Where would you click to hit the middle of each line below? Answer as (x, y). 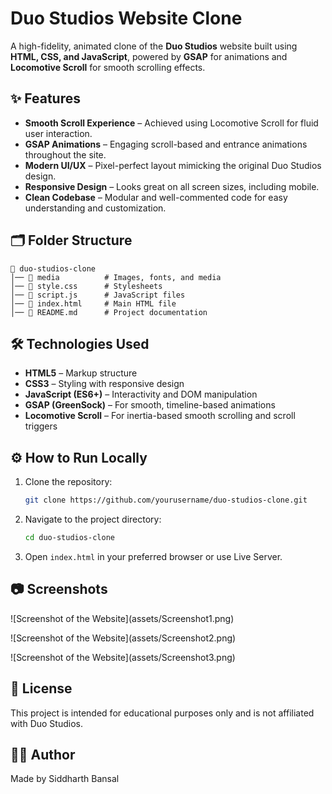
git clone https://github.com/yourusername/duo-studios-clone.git (166, 500)
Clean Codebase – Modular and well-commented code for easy (156, 197)
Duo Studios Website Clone (126, 18)
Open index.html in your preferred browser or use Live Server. (153, 556)
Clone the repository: (68, 482)
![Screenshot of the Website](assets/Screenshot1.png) (122, 618)
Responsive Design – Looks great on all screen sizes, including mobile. (172, 186)
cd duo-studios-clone (69, 538)
